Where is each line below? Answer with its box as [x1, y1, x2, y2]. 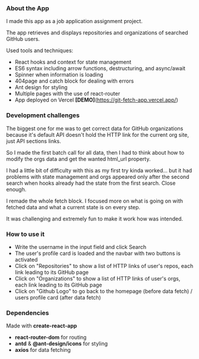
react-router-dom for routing [14, 334, 87, 341]
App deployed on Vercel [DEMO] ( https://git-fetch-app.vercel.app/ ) [14, 96, 178, 103]
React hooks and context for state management [14, 58, 132, 66]
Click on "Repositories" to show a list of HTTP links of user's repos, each [14, 262, 194, 269]
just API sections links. [6, 137, 61, 144]
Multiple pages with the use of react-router [14, 90, 121, 97]
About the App [6, 4, 49, 12]
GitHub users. [6, 36, 40, 43]
